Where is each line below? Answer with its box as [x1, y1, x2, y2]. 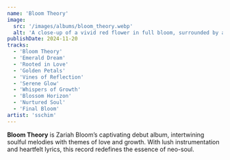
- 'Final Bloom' [13, 105, 60, 112]
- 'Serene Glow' [13, 80, 60, 87]
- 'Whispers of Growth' [13, 86, 81, 93]
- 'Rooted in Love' [13, 61, 69, 68]
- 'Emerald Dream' [13, 55, 66, 62]
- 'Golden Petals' [13, 67, 66, 74]
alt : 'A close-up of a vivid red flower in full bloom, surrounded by [13, 29, 219, 36]
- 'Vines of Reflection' [13, 73, 84, 81]
